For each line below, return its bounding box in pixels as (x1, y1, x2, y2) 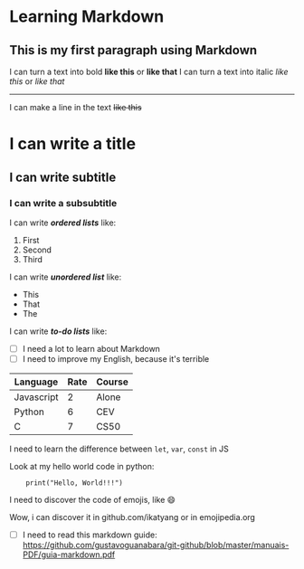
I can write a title (9, 134, 137, 155)
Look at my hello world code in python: (9, 461, 155, 471)
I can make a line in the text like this (9, 102, 142, 112)
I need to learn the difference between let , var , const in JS (9, 443, 229, 454)
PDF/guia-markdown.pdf (22, 549, 116, 560)
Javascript (14, 391, 59, 403)
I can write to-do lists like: (9, 326, 108, 337)
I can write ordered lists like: (9, 217, 117, 228)
